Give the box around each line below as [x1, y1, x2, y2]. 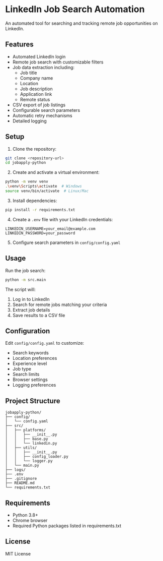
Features [5, 40, 34, 49]
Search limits [12, 371, 40, 378]
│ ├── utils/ [5, 445, 37, 451]
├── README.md [5, 480, 35, 486]
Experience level [12, 360, 47, 366]
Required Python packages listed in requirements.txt [12, 523, 122, 529]
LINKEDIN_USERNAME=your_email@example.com [5, 226, 96, 231]
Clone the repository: [12, 146, 57, 152]
